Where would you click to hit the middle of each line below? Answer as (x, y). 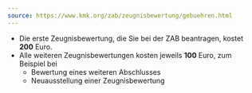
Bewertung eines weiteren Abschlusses (96, 72)
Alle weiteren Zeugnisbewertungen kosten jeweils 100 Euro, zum (125, 55)
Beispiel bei (38, 64)
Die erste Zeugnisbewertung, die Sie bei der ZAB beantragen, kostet (131, 38)
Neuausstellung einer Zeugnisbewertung (98, 80)
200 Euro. (35, 46)
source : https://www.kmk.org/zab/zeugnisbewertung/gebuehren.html (120, 15)
